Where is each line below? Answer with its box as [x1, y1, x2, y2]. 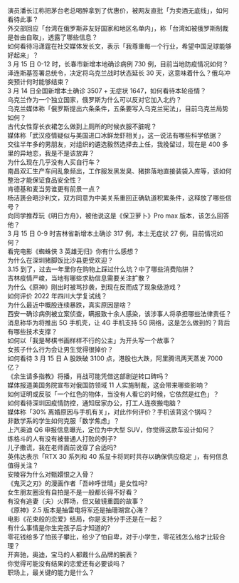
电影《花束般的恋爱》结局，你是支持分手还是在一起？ [7, 514, 164, 523]
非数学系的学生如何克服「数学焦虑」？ [7, 417, 119, 425]
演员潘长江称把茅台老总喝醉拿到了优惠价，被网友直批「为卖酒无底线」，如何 [7, 6, 229, 14]
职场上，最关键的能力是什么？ [7, 568, 95, 577]
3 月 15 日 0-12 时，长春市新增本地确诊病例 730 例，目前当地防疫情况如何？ [7, 60, 229, 68]
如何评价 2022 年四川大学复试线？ [7, 292, 108, 300]
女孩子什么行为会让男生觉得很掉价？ [7, 345, 114, 353]
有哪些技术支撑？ [7, 328, 58, 335]
